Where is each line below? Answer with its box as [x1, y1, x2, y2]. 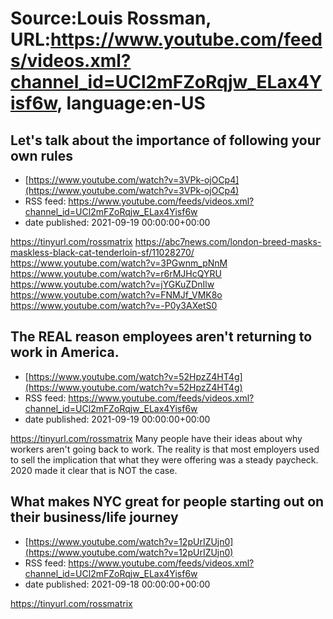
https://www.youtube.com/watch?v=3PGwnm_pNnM [10, 257, 228, 269]
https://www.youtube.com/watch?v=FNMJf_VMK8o [10, 289, 223, 301]
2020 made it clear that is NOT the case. [10, 464, 178, 476]
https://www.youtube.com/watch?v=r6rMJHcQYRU [10, 268, 222, 279]
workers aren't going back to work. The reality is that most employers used [10, 443, 320, 455]
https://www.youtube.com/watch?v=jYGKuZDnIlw [10, 278, 215, 290]
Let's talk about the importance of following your [10, 132, 322, 149]
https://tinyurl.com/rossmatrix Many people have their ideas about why [10, 432, 303, 444]
